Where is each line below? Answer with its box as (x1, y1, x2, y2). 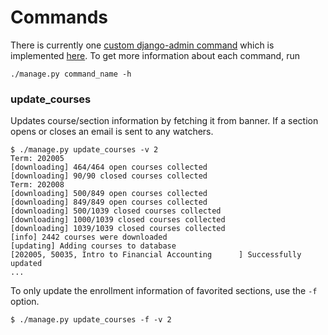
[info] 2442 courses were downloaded (10, 232, 168, 243)
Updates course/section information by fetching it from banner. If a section (10, 115, 319, 127)
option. (10, 296, 40, 308)
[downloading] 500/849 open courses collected (10, 189, 208, 199)
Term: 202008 (10, 180, 65, 190)
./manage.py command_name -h (10, 69, 132, 79)
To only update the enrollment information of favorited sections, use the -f (10, 285, 318, 297)
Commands (10, 6, 109, 29)
